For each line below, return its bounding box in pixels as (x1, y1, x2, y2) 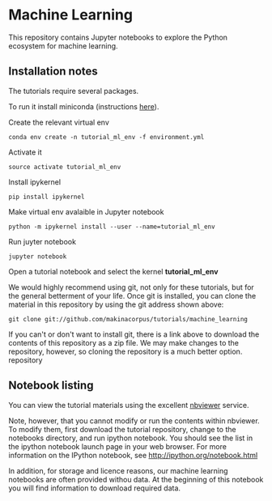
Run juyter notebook (8, 236, 77, 246)
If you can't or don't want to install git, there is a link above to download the (8, 329, 260, 339)
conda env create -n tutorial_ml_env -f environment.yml (8, 133, 205, 141)
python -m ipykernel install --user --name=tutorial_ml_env (8, 223, 216, 231)
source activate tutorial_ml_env (8, 163, 121, 171)
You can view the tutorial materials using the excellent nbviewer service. (8, 400, 249, 410)
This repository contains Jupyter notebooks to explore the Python (8, 32, 228, 42)
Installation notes (8, 65, 99, 79)
